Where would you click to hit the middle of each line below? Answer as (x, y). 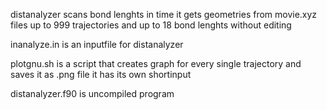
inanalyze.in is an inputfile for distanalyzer (97, 44)
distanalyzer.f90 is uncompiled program (92, 93)
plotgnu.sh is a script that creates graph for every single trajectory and (156, 63)
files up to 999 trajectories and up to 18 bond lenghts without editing (151, 25)
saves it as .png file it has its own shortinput (101, 74)
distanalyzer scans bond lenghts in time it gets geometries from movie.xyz (164, 14)
